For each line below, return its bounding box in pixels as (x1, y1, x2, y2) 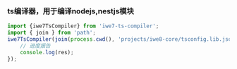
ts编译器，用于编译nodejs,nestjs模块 (7, 6, 134, 15)
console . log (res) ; (20, 49, 74, 56)
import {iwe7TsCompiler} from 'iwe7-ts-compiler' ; (7, 23, 159, 30)
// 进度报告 (20, 42, 51, 49)
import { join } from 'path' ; (7, 30, 97, 37)
